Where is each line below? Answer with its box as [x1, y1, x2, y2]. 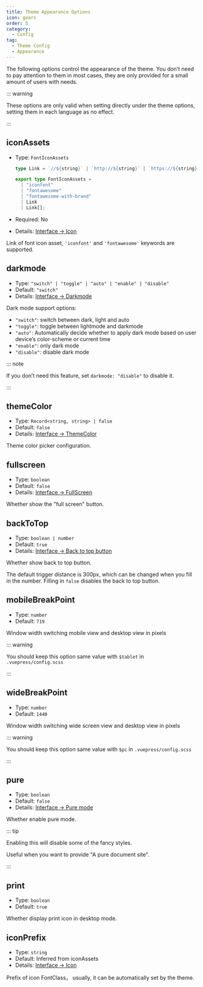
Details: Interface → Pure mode [15, 804, 93, 811]
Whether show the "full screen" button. [6, 500, 104, 508]
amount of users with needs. [6, 78, 78, 85]
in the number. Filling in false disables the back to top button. [6, 577, 160, 584]
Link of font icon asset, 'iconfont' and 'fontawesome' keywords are [6, 239, 175, 246]
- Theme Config [12, 43, 50, 49]
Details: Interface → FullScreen [15, 489, 93, 496]
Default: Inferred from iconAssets [15, 955, 99, 962]
